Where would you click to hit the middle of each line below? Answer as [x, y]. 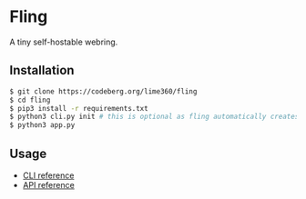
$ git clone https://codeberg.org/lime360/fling [103, 91]
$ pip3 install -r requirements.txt [79, 108]
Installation [42, 70]
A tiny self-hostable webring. [64, 42]
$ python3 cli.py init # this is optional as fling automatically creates [154, 117]
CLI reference [48, 175]
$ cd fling [30, 100]
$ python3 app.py [42, 125]
